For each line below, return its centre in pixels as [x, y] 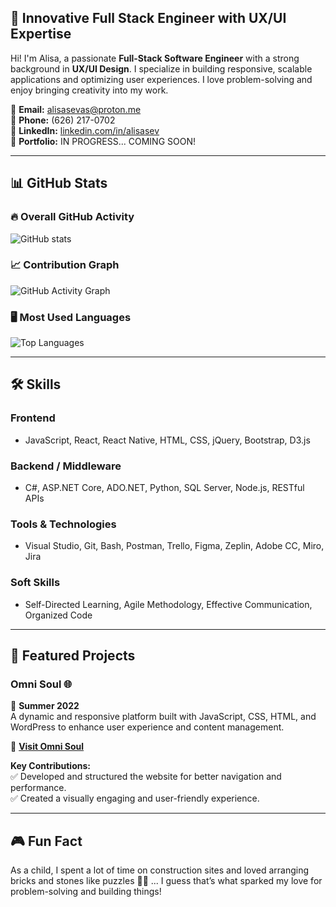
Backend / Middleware [66, 466]
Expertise [41, 34]
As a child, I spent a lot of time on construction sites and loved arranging [160, 870]
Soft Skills [35, 583]
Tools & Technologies [63, 524]
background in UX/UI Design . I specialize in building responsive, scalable [161, 68]
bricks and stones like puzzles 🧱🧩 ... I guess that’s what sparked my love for [166, 881]
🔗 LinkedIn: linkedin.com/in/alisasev [85, 130]
